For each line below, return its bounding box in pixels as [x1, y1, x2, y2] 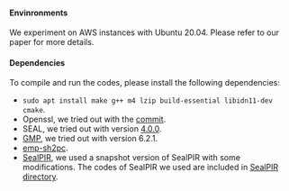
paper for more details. [9, 37, 95, 48]
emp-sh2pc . [22, 142, 69, 153]
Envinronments [9, 7, 68, 18]
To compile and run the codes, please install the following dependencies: [9, 77, 281, 88]
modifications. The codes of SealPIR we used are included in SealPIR [22, 162, 279, 173]
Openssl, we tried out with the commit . [22, 114, 167, 125]
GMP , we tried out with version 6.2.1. [22, 133, 158, 144]
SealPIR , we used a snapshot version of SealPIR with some [22, 152, 241, 163]
